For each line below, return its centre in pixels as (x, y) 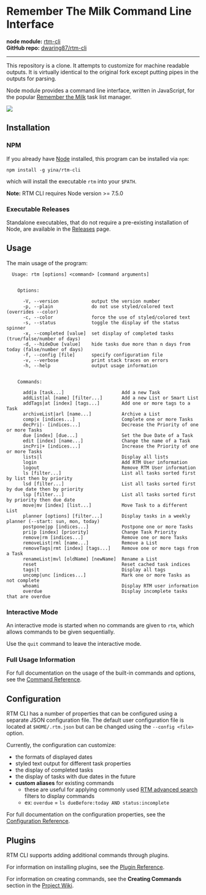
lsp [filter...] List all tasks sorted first (109, 494)
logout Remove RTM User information (109, 468)
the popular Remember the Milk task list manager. (69, 97)
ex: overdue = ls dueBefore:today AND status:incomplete (97, 803)
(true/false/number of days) (44, 339)
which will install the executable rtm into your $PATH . (71, 181)
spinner (16, 328)
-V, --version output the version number (91, 301)
